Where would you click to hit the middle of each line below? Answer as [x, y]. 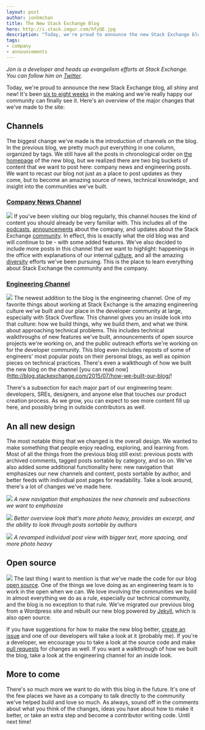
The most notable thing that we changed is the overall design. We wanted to [102, 441]
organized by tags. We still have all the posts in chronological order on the [99, 154]
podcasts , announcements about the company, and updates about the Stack [103, 229]
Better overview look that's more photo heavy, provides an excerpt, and [104, 518]
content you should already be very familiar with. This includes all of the [97, 222]
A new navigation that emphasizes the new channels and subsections [102, 499]
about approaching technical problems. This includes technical [85, 330]
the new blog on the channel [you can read [60, 370]
